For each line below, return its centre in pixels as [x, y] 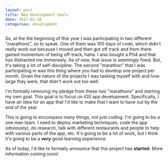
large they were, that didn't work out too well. [52, 82]
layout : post [19, 10]
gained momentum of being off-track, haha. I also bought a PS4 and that [81, 55]
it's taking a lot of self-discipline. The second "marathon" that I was [75, 65]
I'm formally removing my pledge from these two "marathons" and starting [83, 91]
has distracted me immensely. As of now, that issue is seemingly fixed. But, [83, 60]
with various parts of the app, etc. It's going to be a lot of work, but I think [82, 133]
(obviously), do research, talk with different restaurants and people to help [82, 128]
